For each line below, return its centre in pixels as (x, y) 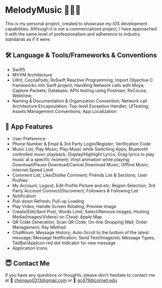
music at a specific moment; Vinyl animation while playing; (71, 159)
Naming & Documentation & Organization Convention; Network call (80, 101)
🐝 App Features (29, 127)
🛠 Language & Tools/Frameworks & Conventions (81, 55)
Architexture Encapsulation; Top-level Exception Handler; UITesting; (81, 106)
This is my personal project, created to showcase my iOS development (76, 24)
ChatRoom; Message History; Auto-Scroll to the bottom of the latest (81, 232)
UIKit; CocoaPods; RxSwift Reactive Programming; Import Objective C (82, 80)
